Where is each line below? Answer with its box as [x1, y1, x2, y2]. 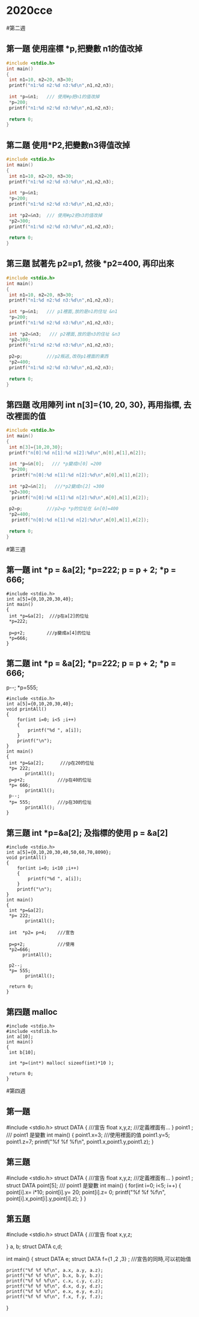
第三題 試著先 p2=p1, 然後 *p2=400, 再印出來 [6, 259, 174, 269]
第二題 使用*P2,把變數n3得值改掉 [6, 140, 130, 150]
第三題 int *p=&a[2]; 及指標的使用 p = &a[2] [6, 827, 168, 838]
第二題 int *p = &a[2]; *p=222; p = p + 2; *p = [6, 658, 176, 668]
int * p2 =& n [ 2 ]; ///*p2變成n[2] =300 [8, 483, 105, 489]
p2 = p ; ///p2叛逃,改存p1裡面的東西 [8, 353, 109, 359]
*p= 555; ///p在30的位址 [8, 800, 92, 806]
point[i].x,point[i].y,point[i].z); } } [6, 1195, 87, 1202]
